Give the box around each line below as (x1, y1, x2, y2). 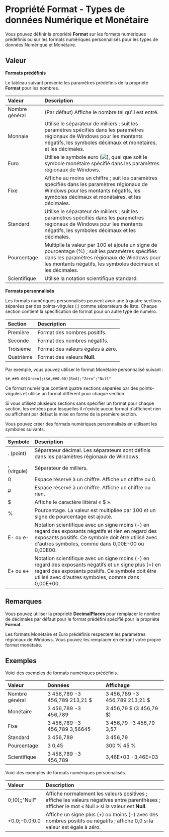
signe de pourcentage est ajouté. (34, 513, 113, 520)
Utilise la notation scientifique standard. (44, 274, 138, 282)
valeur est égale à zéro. (45, 824, 101, 831)
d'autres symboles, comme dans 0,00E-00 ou (34, 540, 144, 547)
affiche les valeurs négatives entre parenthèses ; (45, 797, 161, 804)
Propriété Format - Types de (5, 4, 125, 15)
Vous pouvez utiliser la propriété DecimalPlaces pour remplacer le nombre (5, 611, 160, 617)
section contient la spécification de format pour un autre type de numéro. (5, 308, 157, 314)
